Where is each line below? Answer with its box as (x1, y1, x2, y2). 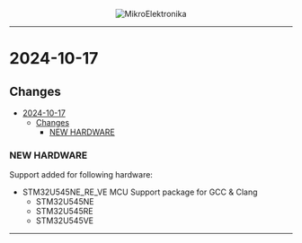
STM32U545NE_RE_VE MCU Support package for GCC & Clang (22, 187, 258, 197)
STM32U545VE (35, 215, 94, 226)
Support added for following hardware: (9, 169, 153, 180)
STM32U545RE (35, 206, 93, 217)
